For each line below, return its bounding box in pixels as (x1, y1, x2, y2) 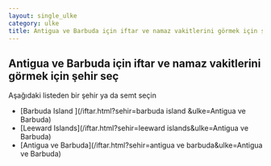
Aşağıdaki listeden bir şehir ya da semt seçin (8, 90, 157, 101)
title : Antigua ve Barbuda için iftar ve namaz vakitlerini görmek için (8, 27, 258, 35)
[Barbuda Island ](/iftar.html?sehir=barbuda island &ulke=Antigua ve (19, 106, 246, 116)
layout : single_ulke (8, 11, 78, 20)
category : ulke (8, 19, 60, 27)
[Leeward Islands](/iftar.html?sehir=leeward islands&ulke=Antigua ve (19, 123, 248, 133)
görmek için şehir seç (8, 69, 119, 83)
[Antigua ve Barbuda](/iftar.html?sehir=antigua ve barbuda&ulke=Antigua (19, 140, 263, 150)
